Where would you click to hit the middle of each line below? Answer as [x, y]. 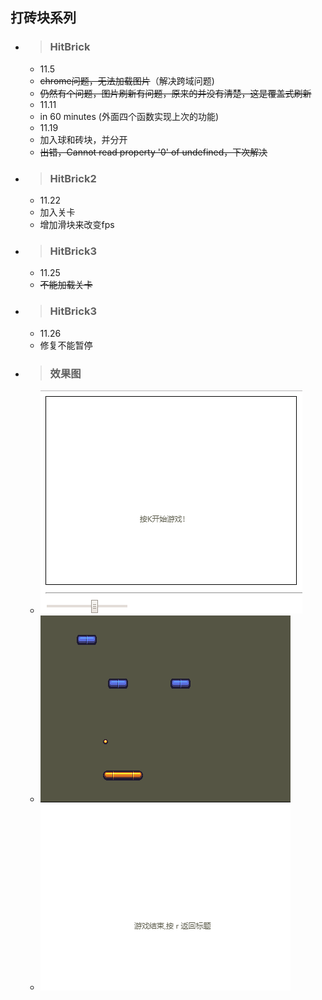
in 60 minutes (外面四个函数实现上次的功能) [129, 116]
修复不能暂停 [66, 345]
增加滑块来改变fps [77, 224]
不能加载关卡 [66, 285]
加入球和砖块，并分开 [83, 139]
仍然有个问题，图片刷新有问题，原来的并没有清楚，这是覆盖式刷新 [175, 93]
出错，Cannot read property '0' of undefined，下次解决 [153, 152]
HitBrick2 [73, 178]
